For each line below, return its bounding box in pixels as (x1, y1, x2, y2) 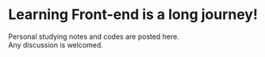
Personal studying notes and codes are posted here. (8, 32, 180, 41)
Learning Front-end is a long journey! (8, 6, 258, 24)
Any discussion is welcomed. (8, 40, 103, 49)
